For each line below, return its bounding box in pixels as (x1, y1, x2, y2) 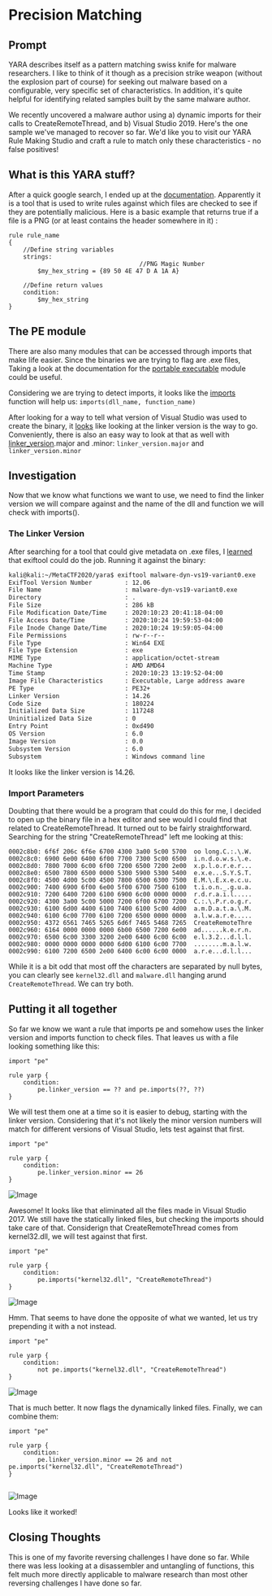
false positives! (8, 145, 59, 154)
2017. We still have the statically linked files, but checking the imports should (8, 1214, 264, 1223)
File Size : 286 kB (8, 601, 154, 609)
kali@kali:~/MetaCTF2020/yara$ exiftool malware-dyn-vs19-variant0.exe (8, 571, 256, 579)
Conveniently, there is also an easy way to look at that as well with (8, 430, 230, 439)
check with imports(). (8, 508, 80, 517)
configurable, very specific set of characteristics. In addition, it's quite (8, 85, 243, 95)
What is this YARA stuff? (8, 168, 136, 182)
